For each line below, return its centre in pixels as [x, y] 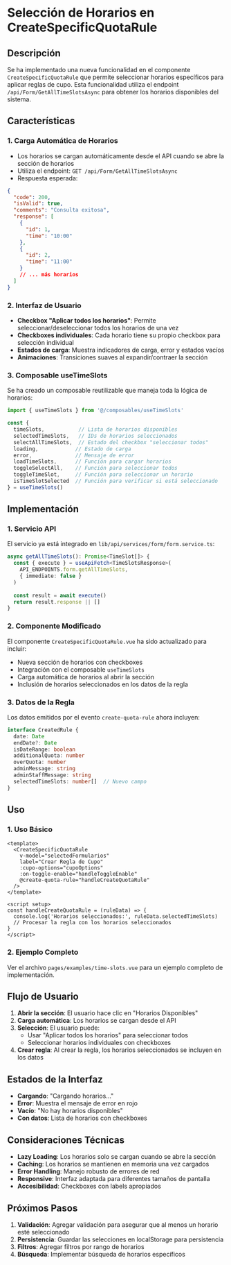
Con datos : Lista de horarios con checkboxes [82, 1118]
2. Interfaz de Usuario [44, 305]
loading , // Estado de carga [72, 449]
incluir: [17, 648]
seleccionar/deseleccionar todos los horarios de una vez [98, 328]
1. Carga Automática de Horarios [63, 141]
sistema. [19, 99]
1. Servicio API [32, 529]
